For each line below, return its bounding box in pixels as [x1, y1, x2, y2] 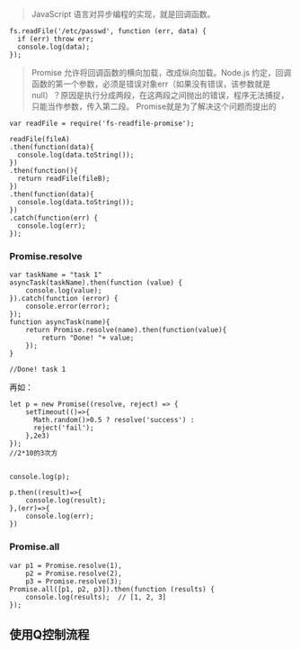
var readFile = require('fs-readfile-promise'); [9, 119, 195, 128]
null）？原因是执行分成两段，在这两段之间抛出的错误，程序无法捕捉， [31, 90, 289, 100]
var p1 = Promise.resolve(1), [9, 561, 123, 570]
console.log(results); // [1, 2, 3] [25, 592, 167, 601]
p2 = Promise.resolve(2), [25, 569, 123, 578]
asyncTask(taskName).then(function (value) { [9, 278, 182, 287]
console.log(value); [25, 286, 102, 295]
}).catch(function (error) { [9, 294, 119, 303]
